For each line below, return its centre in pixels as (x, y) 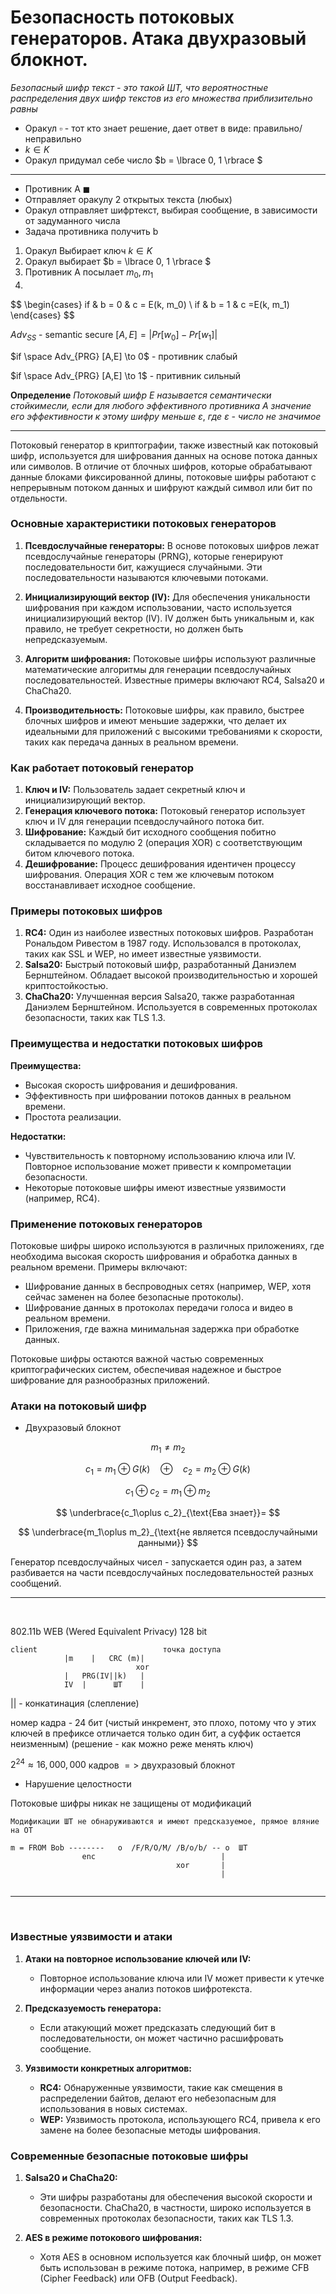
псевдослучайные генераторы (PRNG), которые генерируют (154, 556)
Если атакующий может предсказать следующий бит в (157, 2027)
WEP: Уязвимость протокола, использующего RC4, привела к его (180, 2119)
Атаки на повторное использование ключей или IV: (138, 1958)
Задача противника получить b (91, 231)
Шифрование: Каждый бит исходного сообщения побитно (150, 832)
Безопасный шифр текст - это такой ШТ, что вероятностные (139, 87)
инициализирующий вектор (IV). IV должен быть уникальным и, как (169, 618)
